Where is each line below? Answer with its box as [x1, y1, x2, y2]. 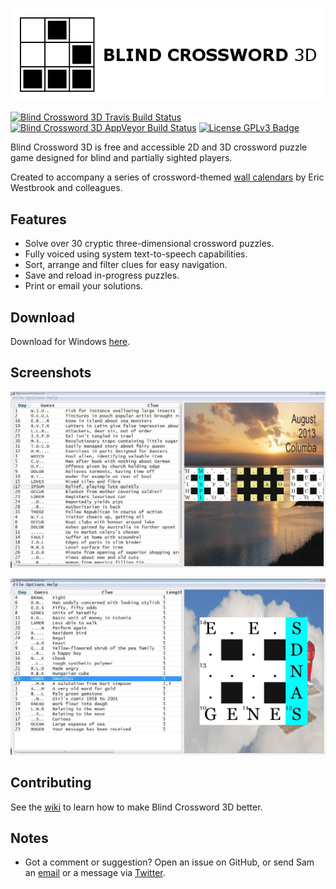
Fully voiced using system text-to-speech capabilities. [24, 248, 248, 260]
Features [10, 211, 67, 228]
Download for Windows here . [10, 335, 131, 347]
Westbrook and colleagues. [10, 182, 123, 194]
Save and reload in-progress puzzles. [24, 269, 180, 282]
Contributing [10, 774, 92, 792]
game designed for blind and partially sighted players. [10, 152, 233, 164]
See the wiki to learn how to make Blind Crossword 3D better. [10, 801, 263, 813]
